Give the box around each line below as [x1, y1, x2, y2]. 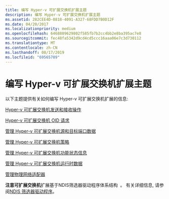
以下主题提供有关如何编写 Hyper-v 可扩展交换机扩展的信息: [5, 96, 129, 102]
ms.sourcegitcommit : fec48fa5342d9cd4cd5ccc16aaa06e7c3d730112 [5, 36, 142, 41]
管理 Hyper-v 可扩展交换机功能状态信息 [5, 150, 87, 156]
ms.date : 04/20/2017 [5, 21, 49, 27]
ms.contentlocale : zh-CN [5, 45, 58, 50]
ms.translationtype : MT [5, 41, 56, 46]
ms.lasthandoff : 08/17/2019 [5, 50, 65, 55]
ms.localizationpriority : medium [5, 26, 76, 31]
